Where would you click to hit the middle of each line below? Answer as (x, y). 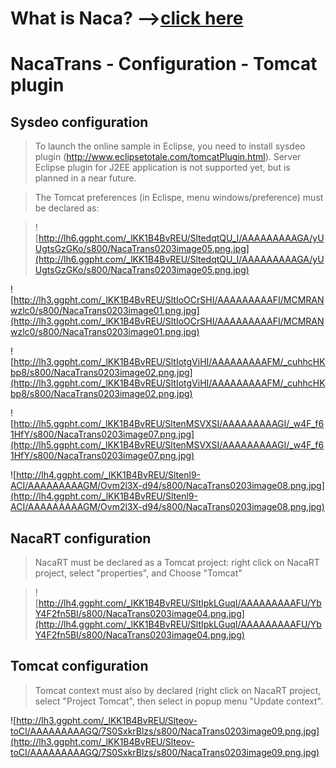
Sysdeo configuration (79, 122)
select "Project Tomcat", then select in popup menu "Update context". (178, 701)
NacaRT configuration (81, 538)
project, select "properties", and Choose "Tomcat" (138, 573)
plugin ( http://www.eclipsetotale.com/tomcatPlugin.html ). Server (168, 157)
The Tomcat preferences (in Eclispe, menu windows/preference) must (179, 198)
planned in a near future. (85, 178)
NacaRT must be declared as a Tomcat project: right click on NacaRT (177, 562)
